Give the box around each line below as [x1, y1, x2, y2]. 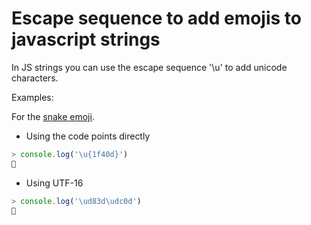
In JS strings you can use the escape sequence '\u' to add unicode [11, 61, 288, 73]
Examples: [11, 91, 54, 103]
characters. [11, 72, 59, 84]
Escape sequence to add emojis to [11, 7, 303, 30]
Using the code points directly [25, 130, 151, 142]
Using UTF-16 [25, 177, 84, 189]
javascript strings [11, 28, 161, 51]
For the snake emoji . [11, 110, 95, 122]
